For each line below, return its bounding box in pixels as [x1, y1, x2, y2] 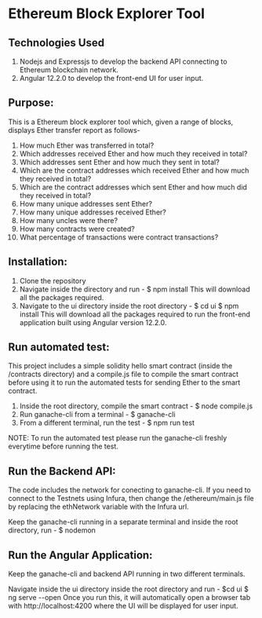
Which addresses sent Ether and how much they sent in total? [19, 157, 220, 166]
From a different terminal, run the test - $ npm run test [19, 418, 195, 428]
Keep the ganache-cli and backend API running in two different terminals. [8, 569, 246, 579]
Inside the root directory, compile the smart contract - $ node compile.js [19, 401, 253, 411]
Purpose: [8, 96, 54, 110]
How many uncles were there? [19, 215, 118, 225]
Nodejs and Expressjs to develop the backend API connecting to [19, 57, 227, 66]
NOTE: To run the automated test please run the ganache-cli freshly [8, 433, 227, 443]
